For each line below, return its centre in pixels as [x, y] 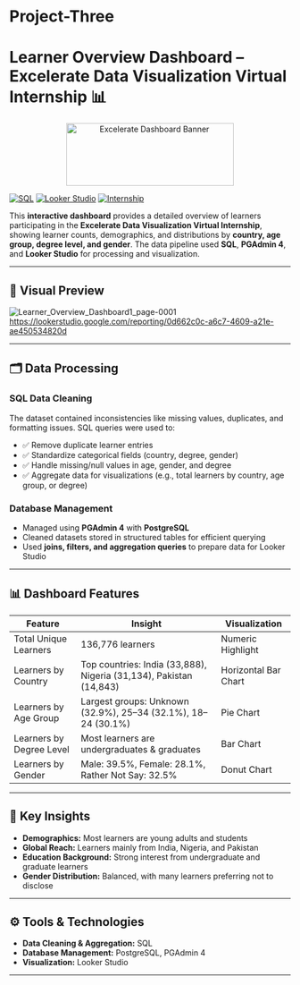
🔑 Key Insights [50, 816]
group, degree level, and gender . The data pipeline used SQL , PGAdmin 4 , [148, 244]
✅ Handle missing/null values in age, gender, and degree [127, 465]
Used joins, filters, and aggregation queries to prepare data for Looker [154, 547]
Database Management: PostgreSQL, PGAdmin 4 [114, 953]
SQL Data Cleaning [51, 398]
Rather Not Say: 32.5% [129, 775]
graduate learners [55, 866]
